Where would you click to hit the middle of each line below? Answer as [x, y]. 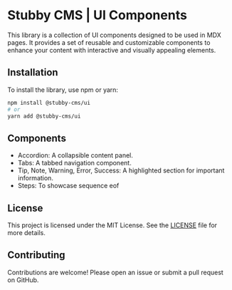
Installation [33, 72]
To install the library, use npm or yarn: [63, 90]
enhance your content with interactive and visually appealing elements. [112, 50]
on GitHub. [23, 280]
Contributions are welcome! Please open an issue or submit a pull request [116, 272]
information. [35, 178]
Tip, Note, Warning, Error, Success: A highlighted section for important [121, 170]
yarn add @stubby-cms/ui [44, 116]
